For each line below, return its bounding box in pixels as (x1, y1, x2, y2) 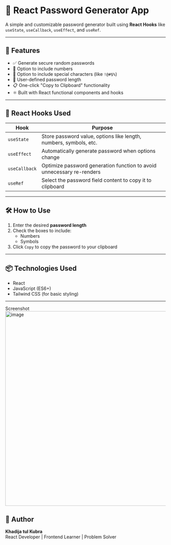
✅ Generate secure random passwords (12, 60, 95, 66)
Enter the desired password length (12, 222, 87, 228)
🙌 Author (5, 515, 34, 524)
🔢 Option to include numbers (12, 66, 73, 72)
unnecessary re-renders (41, 168, 101, 175)
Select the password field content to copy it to (41, 177, 152, 184)
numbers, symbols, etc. (41, 139, 98, 146)
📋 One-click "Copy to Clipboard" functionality (12, 82, 110, 88)
